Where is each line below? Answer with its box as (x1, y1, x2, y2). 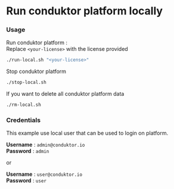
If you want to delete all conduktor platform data (6, 90, 125, 97)
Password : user (6, 177, 46, 184)
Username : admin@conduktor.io (6, 141, 85, 148)
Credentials (6, 116, 41, 124)
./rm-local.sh (6, 102, 42, 108)
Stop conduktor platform (6, 68, 67, 75)
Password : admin (6, 148, 49, 155)
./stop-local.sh (6, 80, 46, 86)
